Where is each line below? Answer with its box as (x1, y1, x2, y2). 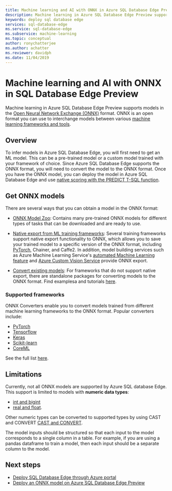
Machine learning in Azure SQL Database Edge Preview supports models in (5, 105, 164, 111)
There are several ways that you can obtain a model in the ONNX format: (5, 205, 159, 211)
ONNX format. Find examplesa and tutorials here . (12, 278, 117, 284)
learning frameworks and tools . (5, 121, 71, 127)
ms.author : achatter (5, 46, 50, 51)
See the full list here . (5, 355, 49, 361)
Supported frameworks (5, 291, 65, 298)
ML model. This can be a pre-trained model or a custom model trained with (5, 155, 164, 161)
